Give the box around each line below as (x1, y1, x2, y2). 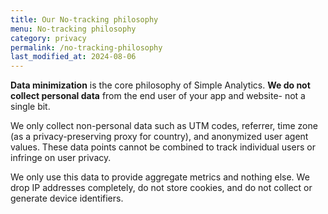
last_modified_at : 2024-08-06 (10, 52, 137, 62)
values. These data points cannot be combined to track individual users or (10, 141, 316, 153)
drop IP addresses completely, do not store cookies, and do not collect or (10, 182, 313, 194)
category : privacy (10, 33, 87, 43)
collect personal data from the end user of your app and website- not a (10, 90, 306, 102)
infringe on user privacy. (10, 152, 112, 164)
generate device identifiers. (10, 192, 124, 205)
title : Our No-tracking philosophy (10, 14, 159, 25)
